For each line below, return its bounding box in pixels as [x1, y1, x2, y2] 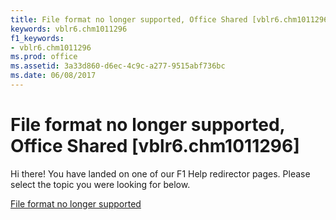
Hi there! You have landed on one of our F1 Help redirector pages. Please [10, 167, 311, 180]
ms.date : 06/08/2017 [10, 71, 97, 81]
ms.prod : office [10, 52, 78, 62]
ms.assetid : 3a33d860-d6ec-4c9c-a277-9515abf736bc [10, 61, 226, 71]
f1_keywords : [10, 33, 65, 43]
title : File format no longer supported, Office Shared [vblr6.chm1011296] [10, 14, 333, 25]
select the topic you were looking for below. [10, 178, 191, 190]
